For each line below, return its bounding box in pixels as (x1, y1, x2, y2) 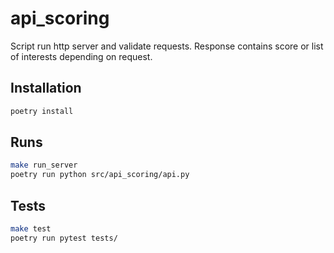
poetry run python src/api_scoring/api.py (10, 170, 190, 180)
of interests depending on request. (10, 50, 153, 62)
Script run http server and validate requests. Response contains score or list (10, 40, 324, 52)
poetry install (10, 106, 74, 116)
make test (10, 224, 52, 234)
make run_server (10, 160, 78, 171)
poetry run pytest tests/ (10, 233, 118, 243)
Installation (10, 80, 82, 97)
